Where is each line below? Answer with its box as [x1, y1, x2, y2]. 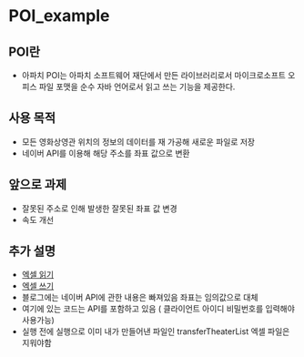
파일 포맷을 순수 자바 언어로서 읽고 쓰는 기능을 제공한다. [38, 81, 236, 92]
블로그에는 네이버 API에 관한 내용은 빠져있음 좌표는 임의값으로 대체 [21, 292, 258, 303]
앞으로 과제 [8, 177, 67, 192]
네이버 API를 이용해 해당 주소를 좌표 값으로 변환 [21, 148, 190, 158]
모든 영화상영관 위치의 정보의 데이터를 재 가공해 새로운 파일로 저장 [21, 136, 256, 147]
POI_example [8, 5, 110, 26]
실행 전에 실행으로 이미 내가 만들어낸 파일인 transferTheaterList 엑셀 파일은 [21, 326, 290, 337]
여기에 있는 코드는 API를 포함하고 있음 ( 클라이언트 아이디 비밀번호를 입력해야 [21, 303, 295, 314]
